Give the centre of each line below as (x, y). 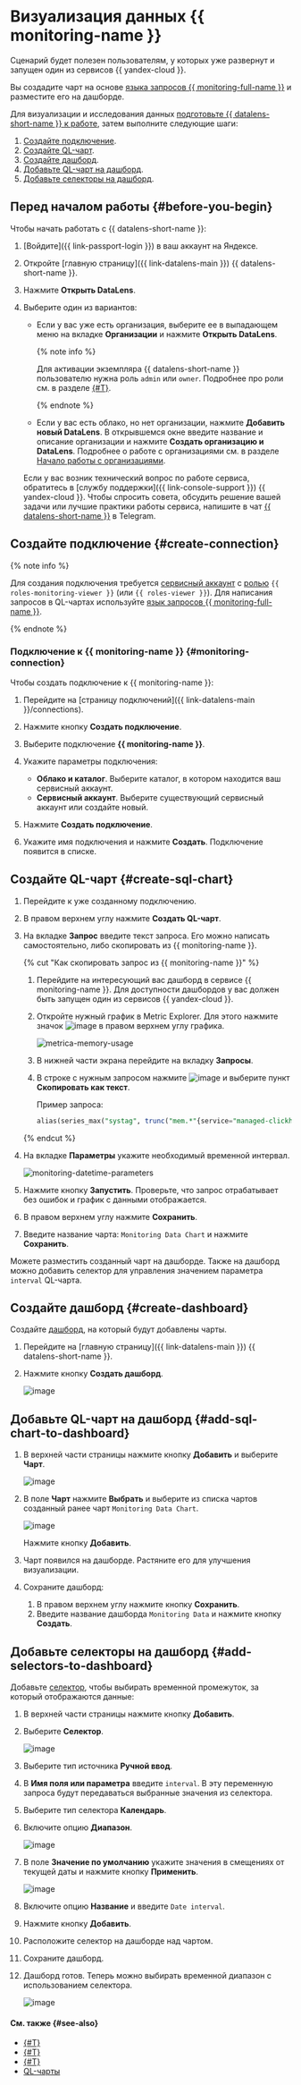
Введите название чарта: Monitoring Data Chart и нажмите (136, 1234)
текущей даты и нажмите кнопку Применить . (111, 1871)
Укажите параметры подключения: (90, 761)
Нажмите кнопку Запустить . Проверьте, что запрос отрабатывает (150, 1190)
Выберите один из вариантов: (80, 307)
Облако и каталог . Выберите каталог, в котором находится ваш (159, 778)
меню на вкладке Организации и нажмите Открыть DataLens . (157, 334)
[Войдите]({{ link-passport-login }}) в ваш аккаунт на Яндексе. (140, 246)
